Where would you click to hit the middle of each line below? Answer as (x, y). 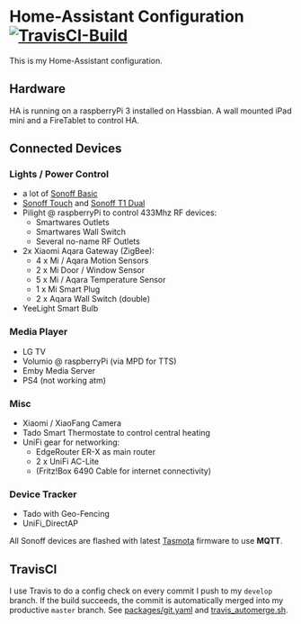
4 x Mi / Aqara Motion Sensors (92, 261)
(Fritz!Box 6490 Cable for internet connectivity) (124, 471)
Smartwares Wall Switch (81, 232)
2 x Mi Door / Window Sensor (90, 270)
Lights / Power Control (59, 175)
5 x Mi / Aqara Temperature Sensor (101, 280)
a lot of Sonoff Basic (60, 194)
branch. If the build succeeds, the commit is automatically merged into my (146, 601)
